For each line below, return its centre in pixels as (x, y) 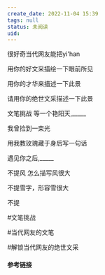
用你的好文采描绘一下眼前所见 (50, 69)
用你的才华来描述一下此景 (44, 84)
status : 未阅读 (28, 27)
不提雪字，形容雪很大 (38, 188)
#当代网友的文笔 (31, 232)
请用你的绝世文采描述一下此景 (50, 99)
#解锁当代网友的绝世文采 (43, 247)
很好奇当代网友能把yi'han (44, 54)
